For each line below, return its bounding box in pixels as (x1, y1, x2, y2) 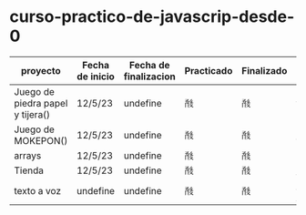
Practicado (184, 64, 233, 77)
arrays (14, 148, 42, 161)
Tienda (14, 164, 44, 177)
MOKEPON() (14, 134, 68, 147)
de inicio (76, 70, 116, 83)
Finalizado (240, 64, 288, 77)
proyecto (21, 64, 61, 77)
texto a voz (14, 184, 62, 197)
